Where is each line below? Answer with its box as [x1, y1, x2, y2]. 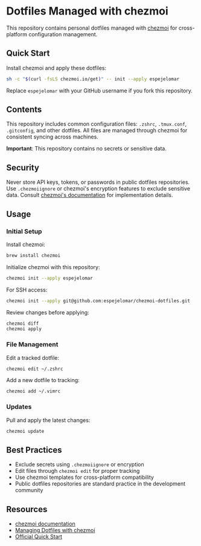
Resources [6, 504, 48, 515]
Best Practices [6, 444, 62, 455]
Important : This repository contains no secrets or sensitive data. [6, 145, 167, 152]
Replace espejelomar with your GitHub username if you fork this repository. [6, 86, 193, 94]
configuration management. [28, 30, 98, 37]
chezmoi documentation [14, 520, 75, 527]
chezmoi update [6, 428, 45, 434]
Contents [6, 105, 42, 115]
